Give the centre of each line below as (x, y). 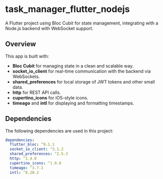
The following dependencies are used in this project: (59, 130)
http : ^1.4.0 (23, 158)
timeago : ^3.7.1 (26, 168)
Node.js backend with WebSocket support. (49, 28)
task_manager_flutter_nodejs (67, 9)
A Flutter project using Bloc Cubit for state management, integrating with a (82, 23)
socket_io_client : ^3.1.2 (37, 149)
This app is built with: (27, 56)
